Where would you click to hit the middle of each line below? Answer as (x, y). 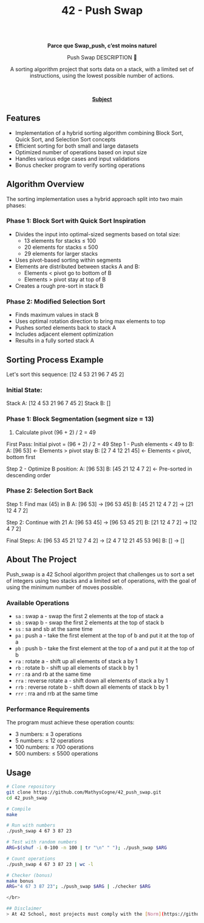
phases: (16, 205)
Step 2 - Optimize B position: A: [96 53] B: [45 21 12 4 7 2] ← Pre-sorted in (99, 469)
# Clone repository (31, 787)
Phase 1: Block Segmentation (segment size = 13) (80, 419)
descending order (29, 475)
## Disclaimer (24, 908)
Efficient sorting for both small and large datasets (77, 146)
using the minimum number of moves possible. (65, 587)
